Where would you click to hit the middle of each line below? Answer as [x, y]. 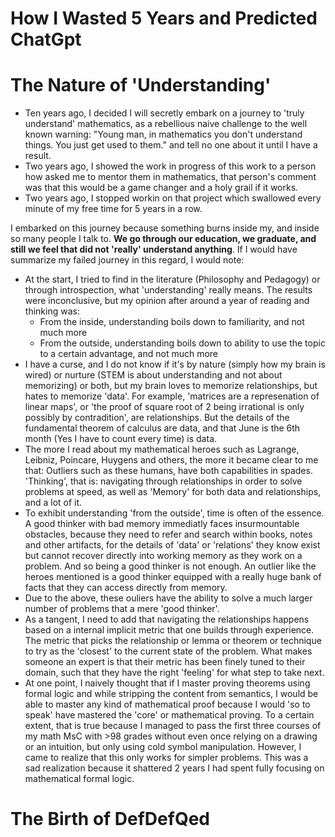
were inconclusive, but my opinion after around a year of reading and [167, 301]
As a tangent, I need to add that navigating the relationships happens [167, 619]
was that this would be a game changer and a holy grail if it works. [161, 188]
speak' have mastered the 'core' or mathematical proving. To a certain [169, 715]
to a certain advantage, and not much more [129, 354]
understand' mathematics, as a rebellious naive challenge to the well [166, 124]
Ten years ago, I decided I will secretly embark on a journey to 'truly [164, 113]
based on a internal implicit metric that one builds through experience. [169, 630]
